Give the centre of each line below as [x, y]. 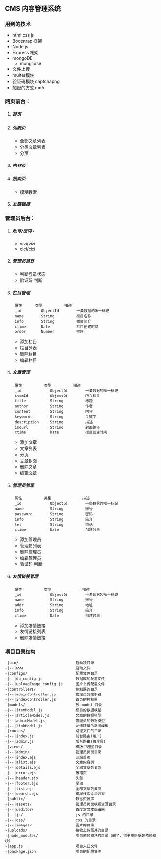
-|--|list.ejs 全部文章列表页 [53, 789]
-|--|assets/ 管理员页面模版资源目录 [61, 804]
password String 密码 [53, 514]
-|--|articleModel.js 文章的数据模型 [53, 716]
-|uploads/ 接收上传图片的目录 [57, 831]
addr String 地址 [53, 605]
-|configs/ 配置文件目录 [51, 674]
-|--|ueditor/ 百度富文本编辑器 [55, 810]
